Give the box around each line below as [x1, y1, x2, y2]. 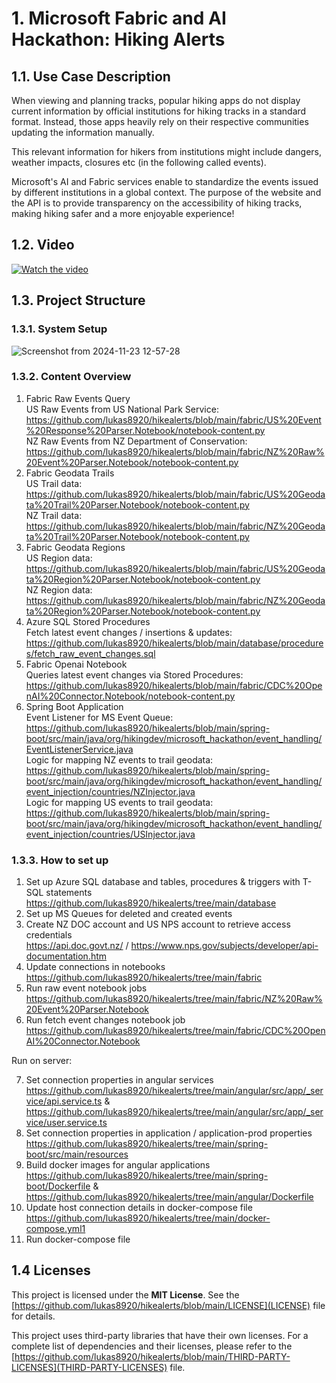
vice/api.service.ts [25, 1095, 103, 1107]
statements [45, 887, 93, 899]
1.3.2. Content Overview [11, 370, 132, 384]
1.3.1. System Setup [11, 322, 108, 336]
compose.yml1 [25, 1223, 86, 1235]
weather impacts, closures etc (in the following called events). [11, 157, 267, 168]
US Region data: [25, 552, 93, 564]
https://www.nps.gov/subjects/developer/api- [130, 940, 319, 952]
